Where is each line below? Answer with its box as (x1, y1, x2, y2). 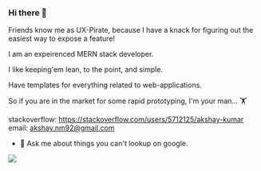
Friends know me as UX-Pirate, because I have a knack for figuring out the (8, 26, 254, 35)
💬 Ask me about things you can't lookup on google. (19, 139, 189, 149)
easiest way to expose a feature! (8, 34, 116, 43)
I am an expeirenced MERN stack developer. (8, 50, 154, 59)
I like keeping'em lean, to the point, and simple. (8, 65, 164, 74)
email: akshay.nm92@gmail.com (8, 123, 115, 133)
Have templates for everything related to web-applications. (8, 80, 202, 90)
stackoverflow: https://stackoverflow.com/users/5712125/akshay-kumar (8, 115, 244, 125)
